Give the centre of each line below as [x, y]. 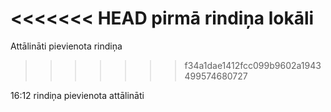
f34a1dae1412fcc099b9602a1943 [253, 65]
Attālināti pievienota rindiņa [66, 46]
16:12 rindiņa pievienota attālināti [77, 95]
